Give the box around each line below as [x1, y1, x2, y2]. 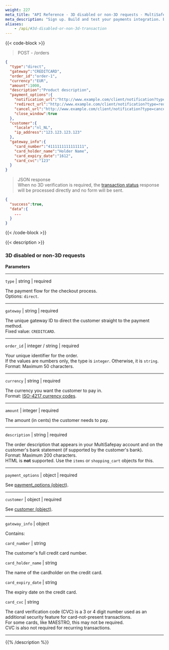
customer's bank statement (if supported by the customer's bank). [5, 447, 143, 453]
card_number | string [5, 540, 46, 546]
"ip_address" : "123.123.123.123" [14, 130, 82, 135]
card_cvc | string [5, 599, 39, 605]
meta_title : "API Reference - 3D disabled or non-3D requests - [5, 12, 143, 17]
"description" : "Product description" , [10, 88, 92, 93]
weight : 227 [5, 7, 30, 13]
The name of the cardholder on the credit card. [5, 569, 103, 575]
